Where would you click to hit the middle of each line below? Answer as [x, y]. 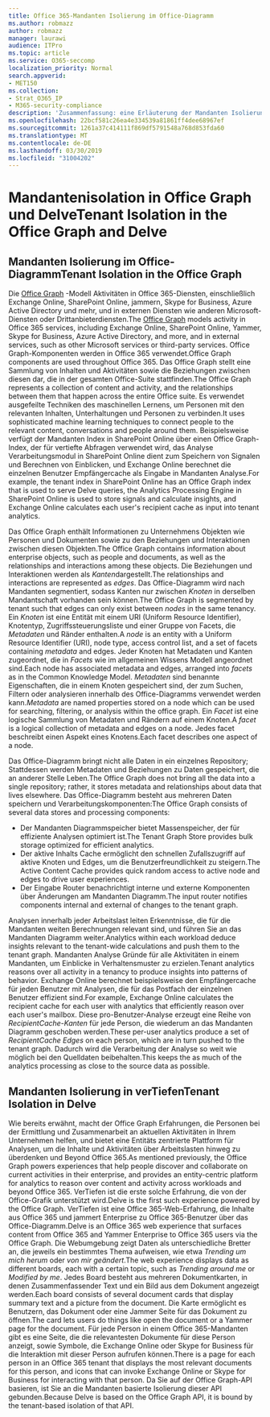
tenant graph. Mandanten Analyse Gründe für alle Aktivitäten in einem [124, 955]
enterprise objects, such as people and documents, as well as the [117, 557]
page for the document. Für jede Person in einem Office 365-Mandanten [129, 1328]
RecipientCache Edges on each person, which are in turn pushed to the [127, 1040]
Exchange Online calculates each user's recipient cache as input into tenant [134, 507]
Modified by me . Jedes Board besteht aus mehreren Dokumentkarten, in [128, 1278]
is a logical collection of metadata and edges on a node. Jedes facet [121, 729]
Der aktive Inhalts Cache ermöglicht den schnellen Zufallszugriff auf [133, 853]
